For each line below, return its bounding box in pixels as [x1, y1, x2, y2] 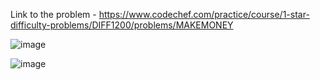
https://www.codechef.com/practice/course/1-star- [98, 9, 310, 20]
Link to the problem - [10, 9, 97, 20]
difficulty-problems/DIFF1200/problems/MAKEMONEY [10, 19, 234, 31]
